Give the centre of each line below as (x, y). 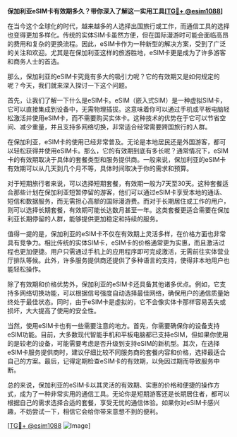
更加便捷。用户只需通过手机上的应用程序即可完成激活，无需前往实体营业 (124, 251)
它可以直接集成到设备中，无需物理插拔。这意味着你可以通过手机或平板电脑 (115, 109)
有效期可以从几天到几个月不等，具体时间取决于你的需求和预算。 (100, 168)
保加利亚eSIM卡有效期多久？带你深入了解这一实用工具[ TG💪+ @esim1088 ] (115, 11)
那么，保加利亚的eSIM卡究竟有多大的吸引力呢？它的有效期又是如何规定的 (114, 76)
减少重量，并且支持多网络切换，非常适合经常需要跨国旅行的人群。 (115, 127)
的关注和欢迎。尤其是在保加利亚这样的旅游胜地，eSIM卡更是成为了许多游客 (117, 53)
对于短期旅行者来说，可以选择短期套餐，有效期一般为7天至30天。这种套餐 (115, 183)
